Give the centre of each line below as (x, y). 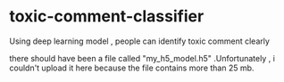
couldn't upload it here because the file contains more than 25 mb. (132, 68)
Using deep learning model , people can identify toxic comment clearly (140, 41)
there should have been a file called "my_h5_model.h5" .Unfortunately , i (142, 58)
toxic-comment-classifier (107, 16)
